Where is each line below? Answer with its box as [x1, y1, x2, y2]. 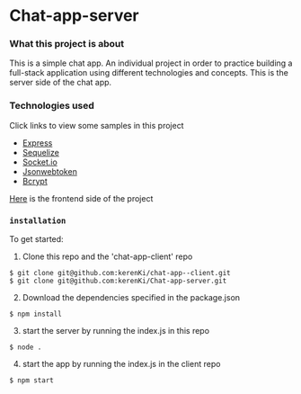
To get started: [9, 234, 65, 245]
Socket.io [22, 157, 58, 167]
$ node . [9, 343, 42, 352]
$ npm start [9, 376, 54, 385]
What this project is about [9, 38, 124, 50]
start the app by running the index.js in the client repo [22, 359, 221, 370]
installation [9, 215, 66, 226]
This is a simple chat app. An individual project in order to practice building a [9, 58, 293, 68]
